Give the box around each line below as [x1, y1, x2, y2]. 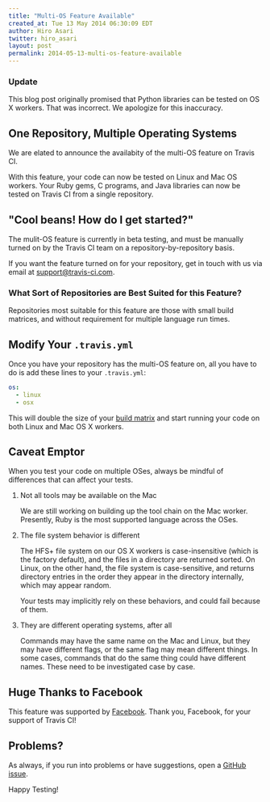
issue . [8, 769, 28, 779]
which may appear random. [19, 580, 111, 590]
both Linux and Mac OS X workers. [8, 421, 124, 431]
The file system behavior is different [19, 530, 140, 540]
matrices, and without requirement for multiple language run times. [8, 314, 231, 324]
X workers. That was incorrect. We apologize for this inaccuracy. [8, 103, 223, 113]
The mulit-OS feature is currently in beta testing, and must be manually [8, 234, 244, 243]
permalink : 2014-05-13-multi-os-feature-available [8, 49, 182, 57]
